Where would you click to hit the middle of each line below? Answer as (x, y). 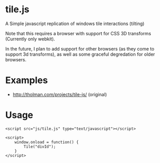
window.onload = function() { (47, 142)
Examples (27, 80)
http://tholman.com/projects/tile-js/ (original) (60, 94)
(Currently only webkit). (30, 39)
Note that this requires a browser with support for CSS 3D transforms (78, 33)
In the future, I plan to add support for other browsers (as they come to (80, 49)
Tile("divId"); (40, 147)
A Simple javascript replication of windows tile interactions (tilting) (75, 24)
